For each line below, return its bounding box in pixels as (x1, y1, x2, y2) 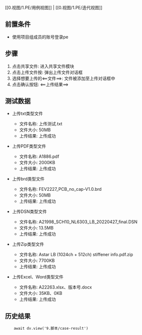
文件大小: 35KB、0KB (19, 290, 63, 296)
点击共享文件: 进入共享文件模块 (12, 63, 74, 69)
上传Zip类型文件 (12, 242, 45, 247)
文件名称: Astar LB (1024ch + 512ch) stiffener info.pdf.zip (19, 252, 133, 258)
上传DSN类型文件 (12, 209, 47, 214)
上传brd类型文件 (12, 176, 45, 182)
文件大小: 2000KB (19, 160, 56, 166)
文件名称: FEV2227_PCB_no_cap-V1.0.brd (19, 186, 102, 192)
